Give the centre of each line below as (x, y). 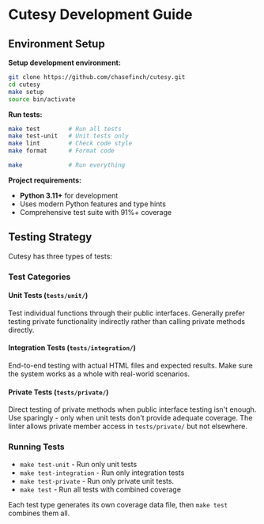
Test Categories (40, 277)
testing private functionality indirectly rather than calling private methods (127, 321)
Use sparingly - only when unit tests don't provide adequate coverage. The (130, 418)
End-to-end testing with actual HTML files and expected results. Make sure (130, 366)
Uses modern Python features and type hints (92, 204)
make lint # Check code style (70, 144)
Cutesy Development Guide (100, 15)
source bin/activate (42, 99)
